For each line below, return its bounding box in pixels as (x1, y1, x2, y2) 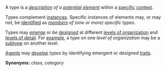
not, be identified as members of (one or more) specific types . (5, 20, 136, 25)
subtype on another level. (5, 40, 59, 46)
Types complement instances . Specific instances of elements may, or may (5, 14, 161, 20)
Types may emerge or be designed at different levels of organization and (5, 29, 158, 35)
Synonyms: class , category (5, 60, 64, 65)
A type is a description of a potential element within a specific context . (5, 5, 154, 10)
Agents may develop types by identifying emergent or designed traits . (5, 50, 152, 56)
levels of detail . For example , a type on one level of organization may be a (5, 35, 160, 41)
